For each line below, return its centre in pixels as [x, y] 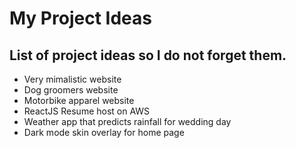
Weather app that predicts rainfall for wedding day [127, 121]
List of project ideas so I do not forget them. [148, 55]
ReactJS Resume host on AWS [87, 111]
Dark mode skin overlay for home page [104, 132]
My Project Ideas [80, 18]
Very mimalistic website [72, 79]
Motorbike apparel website [79, 100]
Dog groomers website [71, 90]
